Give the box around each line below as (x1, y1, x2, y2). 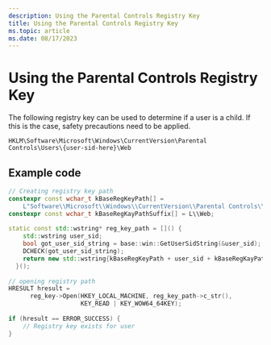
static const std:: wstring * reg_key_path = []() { (8, 225, 182, 233)
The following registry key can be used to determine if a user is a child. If (8, 113, 251, 123)
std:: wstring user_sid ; (23, 232, 103, 240)
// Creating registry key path (8, 187, 114, 195)
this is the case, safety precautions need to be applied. (8, 122, 191, 131)
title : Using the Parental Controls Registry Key (8, 19, 179, 27)
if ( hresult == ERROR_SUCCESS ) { (8, 314, 121, 322)
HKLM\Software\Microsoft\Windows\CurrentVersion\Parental (8, 137, 207, 145)
